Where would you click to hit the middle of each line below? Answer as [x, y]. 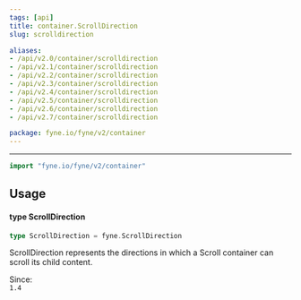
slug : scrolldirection [52, 34]
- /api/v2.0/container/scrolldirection [84, 59]
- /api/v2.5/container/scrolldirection [84, 100]
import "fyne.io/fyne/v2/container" [77, 167]
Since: [21, 279]
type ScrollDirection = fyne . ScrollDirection [95, 236]
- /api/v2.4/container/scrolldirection [84, 92]
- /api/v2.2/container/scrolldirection [84, 76]
